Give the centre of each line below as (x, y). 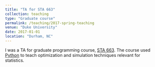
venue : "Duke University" (31, 27)
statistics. (15, 60)
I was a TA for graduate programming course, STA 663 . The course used (78, 50)
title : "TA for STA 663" (30, 9)
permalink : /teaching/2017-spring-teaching (50, 23)
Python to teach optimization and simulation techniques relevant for (73, 55)
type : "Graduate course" (30, 18)
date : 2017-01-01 (23, 32)
